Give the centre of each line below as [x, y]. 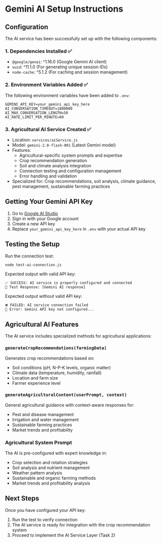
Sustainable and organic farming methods [54, 478]
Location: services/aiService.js [45, 140]
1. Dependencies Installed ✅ [39, 51]
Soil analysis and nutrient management [51, 468]
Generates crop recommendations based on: [50, 358]
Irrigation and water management [45, 419]
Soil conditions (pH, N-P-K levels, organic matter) [61, 367]
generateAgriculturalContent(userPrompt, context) [66, 395]
